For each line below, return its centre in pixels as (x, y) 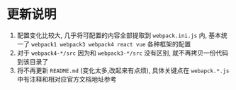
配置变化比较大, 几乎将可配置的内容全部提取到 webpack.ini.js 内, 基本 (119, 35)
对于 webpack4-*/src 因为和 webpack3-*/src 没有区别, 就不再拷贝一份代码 (122, 53)
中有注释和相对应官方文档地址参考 (67, 79)
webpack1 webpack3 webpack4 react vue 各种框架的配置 (111, 44)
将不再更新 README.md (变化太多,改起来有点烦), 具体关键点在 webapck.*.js (123, 70)
